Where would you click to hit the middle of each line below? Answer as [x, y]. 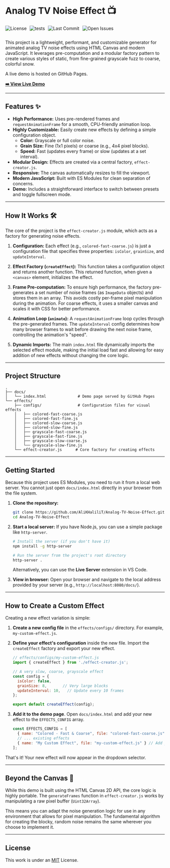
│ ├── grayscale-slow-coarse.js [51, 441]
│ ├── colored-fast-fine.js [46, 419]
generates [23, 292]
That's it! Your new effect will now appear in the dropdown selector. [76, 757]
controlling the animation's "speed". [50, 335]
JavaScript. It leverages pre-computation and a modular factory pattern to [82, 53]
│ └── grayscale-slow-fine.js [48, 445]
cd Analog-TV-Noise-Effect [41, 517]
